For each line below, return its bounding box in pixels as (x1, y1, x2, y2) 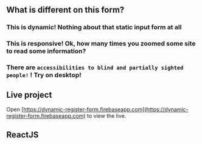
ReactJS (6, 130, 39, 140)
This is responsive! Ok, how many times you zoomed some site (6, 39, 196, 48)
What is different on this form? (6, 5, 125, 15)
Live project (6, 89, 52, 100)
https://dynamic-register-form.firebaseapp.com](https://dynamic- (23, 106, 189, 113)
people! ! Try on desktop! (6, 71, 82, 80)
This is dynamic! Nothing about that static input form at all (6, 23, 182, 32)
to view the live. (87, 112, 127, 119)
